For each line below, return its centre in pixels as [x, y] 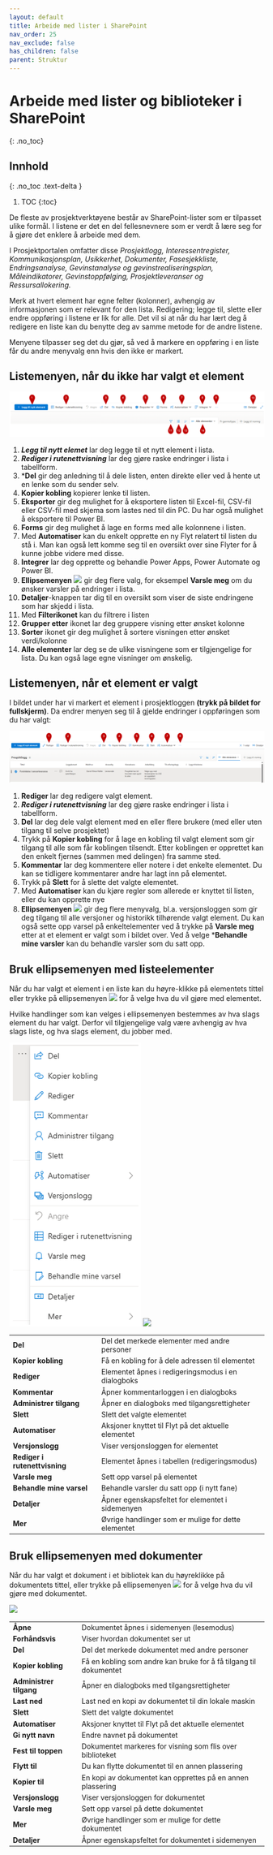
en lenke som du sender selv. [70, 484]
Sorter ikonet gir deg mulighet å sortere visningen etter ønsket [125, 632]
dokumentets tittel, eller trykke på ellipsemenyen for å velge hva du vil [131, 1585]
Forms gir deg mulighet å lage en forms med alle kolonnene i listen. [133, 527]
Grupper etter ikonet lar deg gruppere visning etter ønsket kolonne [133, 623]
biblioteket [99, 1755]
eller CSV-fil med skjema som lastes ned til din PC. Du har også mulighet [142, 510]
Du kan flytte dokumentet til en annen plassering [162, 1767]
